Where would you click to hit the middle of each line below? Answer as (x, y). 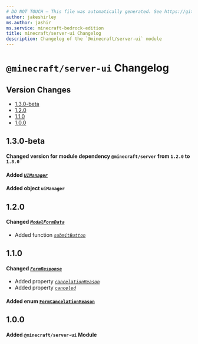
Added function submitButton (50, 235)
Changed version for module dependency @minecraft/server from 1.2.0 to (98, 156)
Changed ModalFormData (35, 222)
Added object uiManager (35, 188)
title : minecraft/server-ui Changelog (54, 34)
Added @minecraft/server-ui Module (52, 335)
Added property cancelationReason (57, 282)
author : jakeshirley (32, 17)
